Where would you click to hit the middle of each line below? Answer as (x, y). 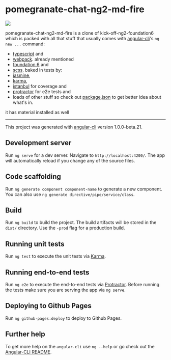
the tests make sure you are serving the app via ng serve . (65, 290)
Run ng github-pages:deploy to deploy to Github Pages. (64, 318)
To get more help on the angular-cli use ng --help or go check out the (80, 346)
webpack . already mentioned (43, 59)
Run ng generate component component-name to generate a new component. (84, 189)
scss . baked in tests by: (37, 70)
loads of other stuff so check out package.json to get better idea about (87, 97)
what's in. (23, 102)
